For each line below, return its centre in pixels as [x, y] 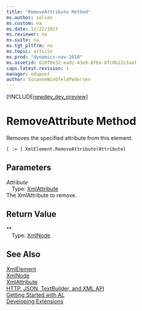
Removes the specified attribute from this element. [69, 138]
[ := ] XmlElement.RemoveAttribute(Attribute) [66, 149]
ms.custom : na [24, 23]
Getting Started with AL [35, 295]
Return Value [31, 214]
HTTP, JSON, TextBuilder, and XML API [55, 288]
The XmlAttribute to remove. [42, 195]
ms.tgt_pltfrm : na [29, 46]
